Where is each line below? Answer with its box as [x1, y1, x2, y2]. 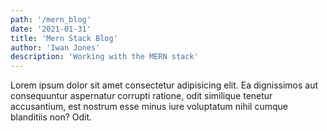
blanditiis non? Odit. [10, 111, 93, 123]
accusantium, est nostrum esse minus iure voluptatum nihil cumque [10, 101, 288, 113]
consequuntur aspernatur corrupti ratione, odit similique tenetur [10, 90, 273, 102]
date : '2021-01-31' [10, 24, 92, 34]
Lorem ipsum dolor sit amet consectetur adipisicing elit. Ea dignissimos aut [10, 79, 319, 91]
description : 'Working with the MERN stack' [10, 52, 199, 62]
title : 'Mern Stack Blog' [10, 33, 118, 43]
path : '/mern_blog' [10, 14, 92, 25]
